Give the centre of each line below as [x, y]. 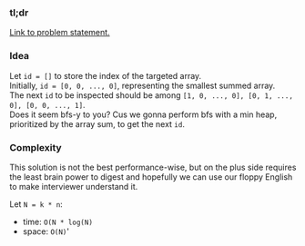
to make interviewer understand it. [74, 186]
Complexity [36, 147]
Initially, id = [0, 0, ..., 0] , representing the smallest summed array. [142, 85]
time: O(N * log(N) [58, 221]
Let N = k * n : [36, 204]
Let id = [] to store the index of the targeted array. [106, 75]
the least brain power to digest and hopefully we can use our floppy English [151, 177]
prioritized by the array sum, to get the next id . [97, 123]
